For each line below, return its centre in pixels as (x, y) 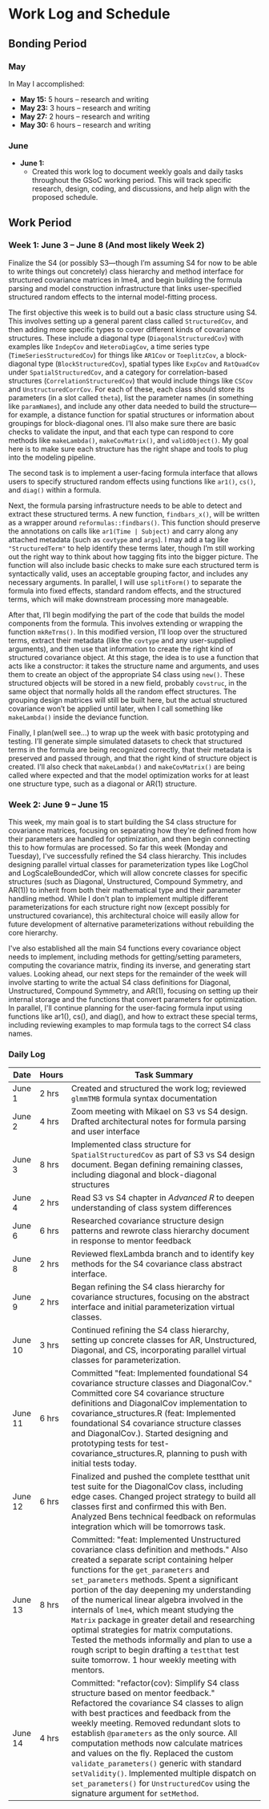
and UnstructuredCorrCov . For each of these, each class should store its (126, 389)
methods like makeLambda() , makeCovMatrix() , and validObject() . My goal (128, 440)
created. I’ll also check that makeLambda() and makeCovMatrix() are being (127, 766)
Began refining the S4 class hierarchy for (148, 1287)
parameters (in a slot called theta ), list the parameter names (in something (131, 397)
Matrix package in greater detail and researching (163, 1620)
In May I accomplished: (47, 83)
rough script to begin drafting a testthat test (155, 1650)
